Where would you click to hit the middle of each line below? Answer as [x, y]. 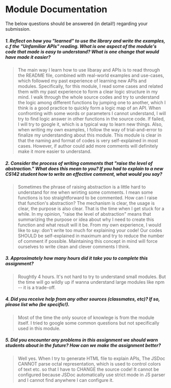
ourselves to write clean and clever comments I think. [74, 246]
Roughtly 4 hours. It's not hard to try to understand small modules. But [92, 277]
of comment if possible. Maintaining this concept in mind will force [88, 241]
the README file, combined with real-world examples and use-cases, [91, 75]
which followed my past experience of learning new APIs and [82, 81]
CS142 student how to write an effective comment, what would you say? [84, 174]
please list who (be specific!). [38, 305]
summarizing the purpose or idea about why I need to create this [86, 219]
